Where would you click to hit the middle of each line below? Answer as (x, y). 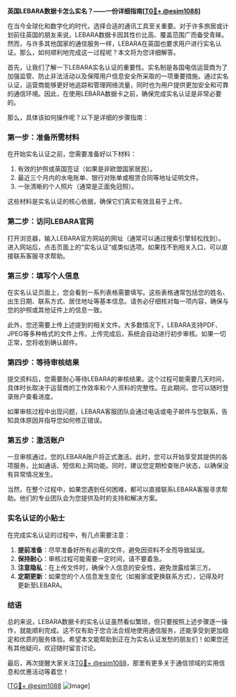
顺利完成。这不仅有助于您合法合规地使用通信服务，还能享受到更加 (127, 631)
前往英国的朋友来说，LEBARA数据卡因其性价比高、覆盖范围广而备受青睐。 (120, 35)
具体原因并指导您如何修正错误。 (59, 421)
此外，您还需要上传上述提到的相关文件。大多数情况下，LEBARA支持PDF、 (114, 325)
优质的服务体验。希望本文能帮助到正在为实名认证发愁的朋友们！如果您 (121, 639)
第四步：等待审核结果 (43, 362)
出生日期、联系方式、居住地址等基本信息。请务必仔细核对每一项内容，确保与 (118, 301)
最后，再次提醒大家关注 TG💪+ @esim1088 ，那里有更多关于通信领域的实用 (113, 663)
